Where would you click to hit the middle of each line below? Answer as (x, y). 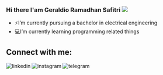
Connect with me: (39, 52)
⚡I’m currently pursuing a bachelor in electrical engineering (86, 23)
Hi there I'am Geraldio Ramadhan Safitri (63, 10)
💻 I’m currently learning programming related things (77, 31)
